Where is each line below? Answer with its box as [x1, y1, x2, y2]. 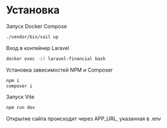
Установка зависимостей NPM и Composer [6, 66, 113, 73]
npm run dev [6, 105, 35, 111]
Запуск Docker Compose [6, 23, 67, 30]
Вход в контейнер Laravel [6, 44, 69, 51]
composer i [6, 83, 33, 89]
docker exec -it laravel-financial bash [6, 56, 106, 62]
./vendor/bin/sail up [6, 34, 59, 40]
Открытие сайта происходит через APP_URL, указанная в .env [6, 115, 162, 122]
